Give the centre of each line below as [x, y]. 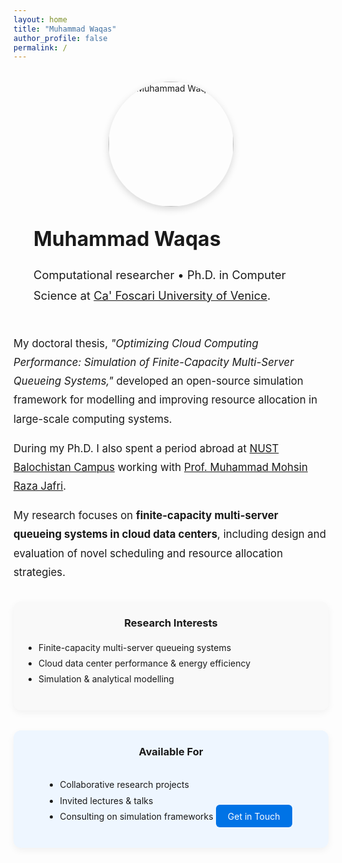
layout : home [40, 19]
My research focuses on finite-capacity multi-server [146, 516]
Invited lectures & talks [106, 800]
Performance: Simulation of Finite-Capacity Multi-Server [154, 362]
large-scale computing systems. [93, 419]
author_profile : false [60, 38]
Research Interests [171, 623]
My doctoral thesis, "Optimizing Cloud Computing [136, 343]
